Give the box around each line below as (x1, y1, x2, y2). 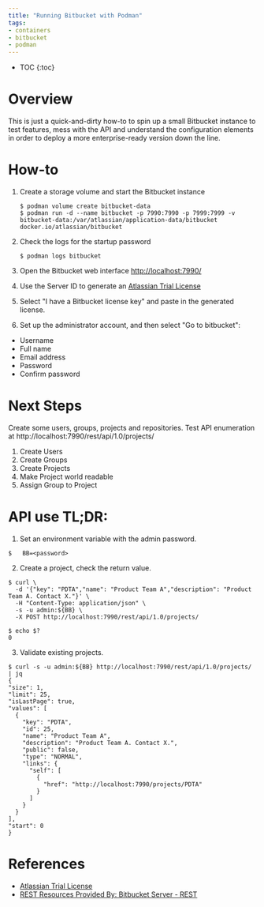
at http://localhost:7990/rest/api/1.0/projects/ (8, 431, 155, 441)
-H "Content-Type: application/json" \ (15, 599, 147, 607)
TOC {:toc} (19, 62, 55, 72)
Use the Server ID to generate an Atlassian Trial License (19, 281, 201, 291)
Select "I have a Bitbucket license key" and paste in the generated (19, 297, 235, 306)
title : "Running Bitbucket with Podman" (8, 11, 143, 20)
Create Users (19, 446, 63, 456)
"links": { (22, 759, 58, 767)
